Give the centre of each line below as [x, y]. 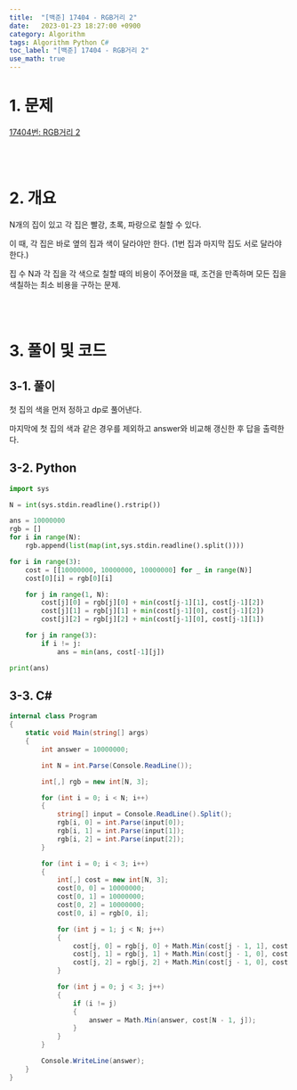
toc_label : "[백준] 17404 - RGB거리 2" [79, 51]
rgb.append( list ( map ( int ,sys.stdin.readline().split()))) [135, 546]
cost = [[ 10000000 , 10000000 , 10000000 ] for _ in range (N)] [139, 570]
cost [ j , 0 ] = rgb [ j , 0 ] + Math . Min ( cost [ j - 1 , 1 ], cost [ [182, 946]
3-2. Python [43, 468]
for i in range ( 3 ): [45, 561]
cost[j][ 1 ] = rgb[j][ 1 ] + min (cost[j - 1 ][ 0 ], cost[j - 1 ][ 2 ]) [153, 611]
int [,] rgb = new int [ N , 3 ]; [95, 782]
